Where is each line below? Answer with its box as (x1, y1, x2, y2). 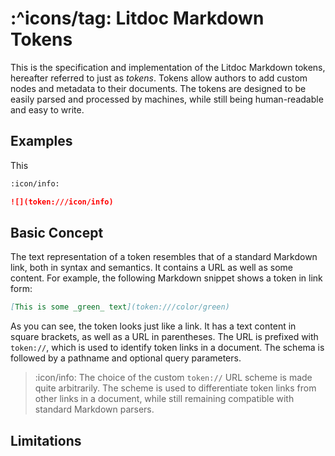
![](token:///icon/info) (10, 197, 114, 207)
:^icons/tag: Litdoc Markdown (10, 7, 265, 30)
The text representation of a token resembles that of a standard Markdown (10, 251, 318, 263)
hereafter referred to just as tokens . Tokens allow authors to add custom (10, 72, 308, 84)
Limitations (10, 432, 82, 449)
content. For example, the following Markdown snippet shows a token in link (10, 272, 323, 284)
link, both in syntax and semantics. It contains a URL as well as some (10, 262, 294, 274)
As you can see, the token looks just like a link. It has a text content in (10, 320, 297, 332)
